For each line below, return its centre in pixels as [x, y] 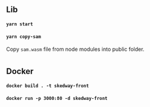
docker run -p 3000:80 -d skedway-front [57, 98]
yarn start [20, 24]
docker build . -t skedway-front [48, 86]
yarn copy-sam [24, 37]
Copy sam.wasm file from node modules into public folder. [75, 49]
